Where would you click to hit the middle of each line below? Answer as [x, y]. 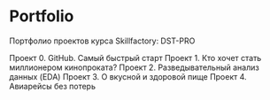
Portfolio [42, 16]
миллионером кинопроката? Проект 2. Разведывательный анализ [134, 67]
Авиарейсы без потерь [52, 86]
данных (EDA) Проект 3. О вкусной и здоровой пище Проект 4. [128, 76]
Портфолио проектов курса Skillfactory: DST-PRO [102, 41]
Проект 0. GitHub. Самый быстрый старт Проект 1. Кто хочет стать [135, 58]
